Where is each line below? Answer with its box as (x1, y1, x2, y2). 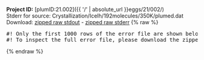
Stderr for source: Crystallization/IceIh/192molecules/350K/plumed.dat (6, 12, 184, 19)
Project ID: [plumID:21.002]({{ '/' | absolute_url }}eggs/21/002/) (6, 6, 165, 13)
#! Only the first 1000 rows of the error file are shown (6, 30, 183, 37)
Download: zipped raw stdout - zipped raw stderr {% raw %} (6, 19, 159, 25)
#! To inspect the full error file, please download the (6, 36, 180, 43)
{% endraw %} (6, 48, 44, 55)
